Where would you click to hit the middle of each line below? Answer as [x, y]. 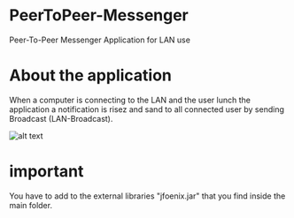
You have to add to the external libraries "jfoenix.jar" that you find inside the [147, 196]
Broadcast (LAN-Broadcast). [61, 118]
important [46, 172]
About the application [91, 75]
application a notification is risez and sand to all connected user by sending [147, 109]
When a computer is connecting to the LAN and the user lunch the [130, 100]
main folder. [31, 205]
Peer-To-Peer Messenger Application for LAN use [100, 40]
